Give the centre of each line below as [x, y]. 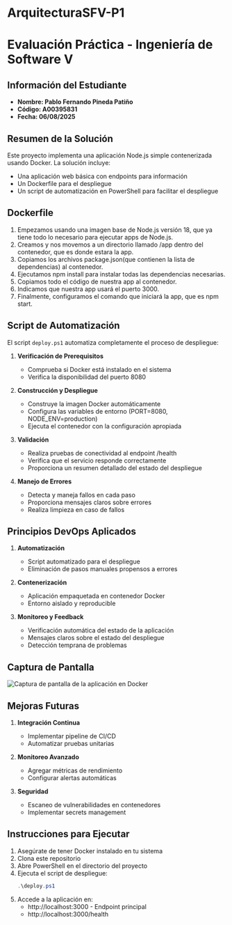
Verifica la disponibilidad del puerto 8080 [87, 377]
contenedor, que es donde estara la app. [75, 251]
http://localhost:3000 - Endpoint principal [87, 906]
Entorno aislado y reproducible [72, 603]
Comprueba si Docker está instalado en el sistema [99, 369]
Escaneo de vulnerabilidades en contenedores [94, 805]
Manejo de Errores [44, 481]
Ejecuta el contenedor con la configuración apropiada [105, 426]
